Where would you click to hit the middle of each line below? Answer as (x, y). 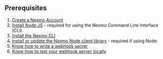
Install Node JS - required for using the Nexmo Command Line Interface (85, 25)
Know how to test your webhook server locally (59, 51)
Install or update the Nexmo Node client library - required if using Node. (85, 41)
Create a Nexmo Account (38, 20)
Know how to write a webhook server (50, 46)
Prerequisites (26, 8)
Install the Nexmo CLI (33, 35)
